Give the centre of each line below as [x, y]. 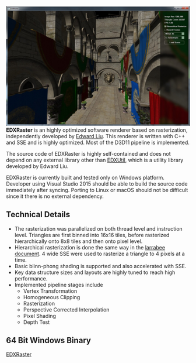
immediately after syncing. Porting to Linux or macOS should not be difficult [97, 190]
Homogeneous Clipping [52, 297]
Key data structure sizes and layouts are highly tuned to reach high [95, 272]
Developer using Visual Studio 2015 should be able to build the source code [97, 184]
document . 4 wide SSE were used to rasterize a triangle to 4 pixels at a [99, 254]
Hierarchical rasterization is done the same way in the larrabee [90, 247]
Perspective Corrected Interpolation [66, 309]
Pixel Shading [40, 316]
